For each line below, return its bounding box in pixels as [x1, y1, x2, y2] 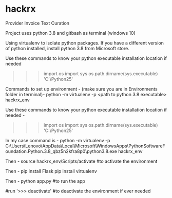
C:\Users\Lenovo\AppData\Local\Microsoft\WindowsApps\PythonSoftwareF [5, 143, 165, 149]
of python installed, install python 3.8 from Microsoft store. [5, 45, 129, 51]
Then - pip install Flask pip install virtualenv [5, 168, 98, 174]
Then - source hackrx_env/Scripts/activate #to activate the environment [5, 158, 158, 164]
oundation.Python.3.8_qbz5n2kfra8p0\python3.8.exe [5, 148, 117, 154]
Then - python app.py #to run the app [5, 178, 86, 184]
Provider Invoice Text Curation [5, 20, 70, 26]
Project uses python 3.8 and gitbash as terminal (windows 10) [5, 30, 136, 36]
